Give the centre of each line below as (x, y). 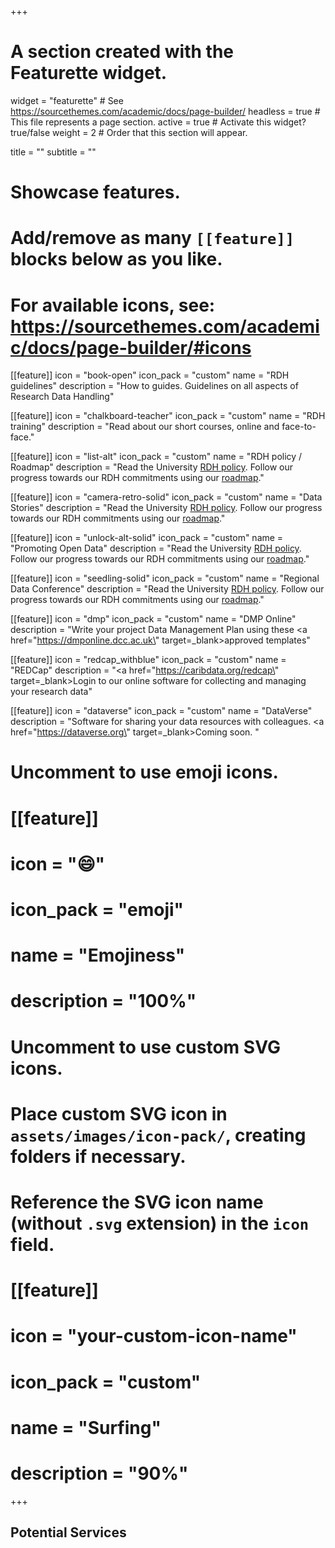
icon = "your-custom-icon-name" (154, 1336)
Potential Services (68, 1532)
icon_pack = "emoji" (97, 910)
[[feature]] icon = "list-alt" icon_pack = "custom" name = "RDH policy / (156, 457)
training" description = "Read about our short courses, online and (145, 427)
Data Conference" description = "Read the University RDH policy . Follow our (167, 589)
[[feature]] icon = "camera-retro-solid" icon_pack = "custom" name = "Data (166, 497)
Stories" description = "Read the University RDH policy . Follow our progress (166, 508)
